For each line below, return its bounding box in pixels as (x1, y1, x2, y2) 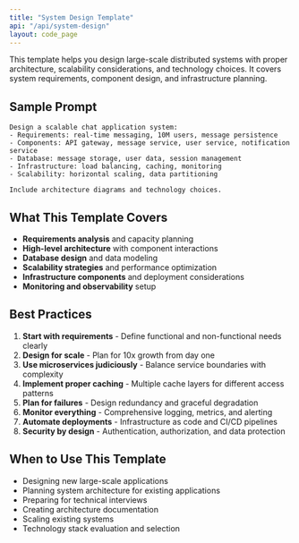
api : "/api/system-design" (9, 21, 110, 30)
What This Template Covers (9, 209, 168, 225)
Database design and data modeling (21, 252, 158, 263)
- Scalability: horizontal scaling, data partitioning (9, 170, 218, 179)
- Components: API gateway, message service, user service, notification (9, 139, 291, 148)
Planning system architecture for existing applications (21, 485, 221, 496)
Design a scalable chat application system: (9, 123, 178, 132)
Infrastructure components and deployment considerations (21, 272, 244, 282)
